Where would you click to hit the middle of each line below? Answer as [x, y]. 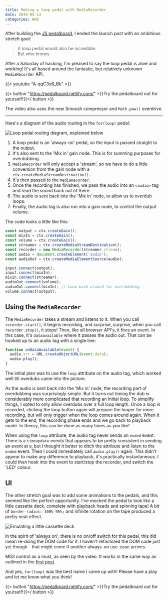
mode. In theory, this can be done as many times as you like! [67, 426]
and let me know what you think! [39, 577]
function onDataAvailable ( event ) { [42, 349]
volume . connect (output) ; [31, 291]
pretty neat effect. [24, 516]
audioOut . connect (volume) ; [33, 282]
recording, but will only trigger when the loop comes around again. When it [82, 415]
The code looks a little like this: [37, 222]
